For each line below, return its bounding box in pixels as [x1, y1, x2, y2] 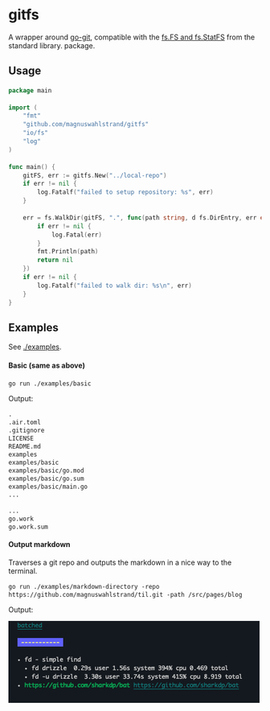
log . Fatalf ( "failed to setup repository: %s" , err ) [37, 188, 215, 196]
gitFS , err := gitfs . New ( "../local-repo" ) [22, 171, 167, 179]
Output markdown [8, 540, 71, 549]
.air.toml [8, 418, 42, 426]
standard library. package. [8, 40, 96, 50]
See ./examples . [8, 342, 62, 351]
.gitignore [8, 426, 45, 434]
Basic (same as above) [8, 360, 86, 370]
